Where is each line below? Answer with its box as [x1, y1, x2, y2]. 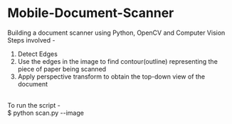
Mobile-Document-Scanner [7, 5, 174, 21]
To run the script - [7, 101, 60, 109]
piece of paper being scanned [17, 64, 107, 73]
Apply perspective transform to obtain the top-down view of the [17, 72, 206, 81]
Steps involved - [7, 35, 56, 44]
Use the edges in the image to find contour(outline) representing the [17, 57, 218, 65]
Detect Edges [17, 50, 58, 58]
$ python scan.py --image [7, 108, 84, 117]
